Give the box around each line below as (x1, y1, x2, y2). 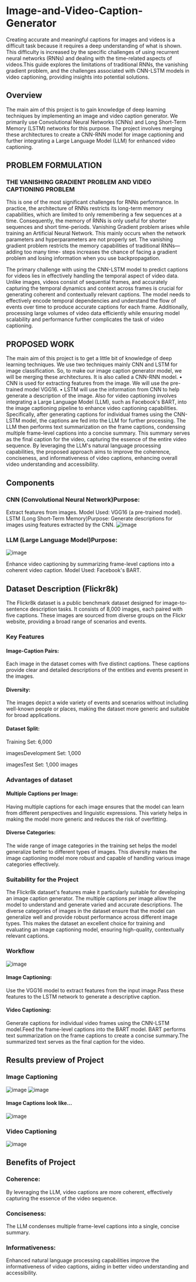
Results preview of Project (6, 1055, 104, 1065)
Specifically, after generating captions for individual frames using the (6, 411, 173, 418)
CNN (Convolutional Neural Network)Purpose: (6, 495, 140, 503)
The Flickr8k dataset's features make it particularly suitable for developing (6, 889, 185, 896)
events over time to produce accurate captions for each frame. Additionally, (6, 303, 188, 310)
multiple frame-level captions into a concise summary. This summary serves (6, 429, 190, 437)
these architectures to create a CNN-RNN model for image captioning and (6, 131, 184, 138)
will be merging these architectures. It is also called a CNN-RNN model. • (6, 374, 183, 381)
